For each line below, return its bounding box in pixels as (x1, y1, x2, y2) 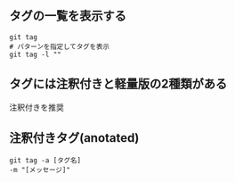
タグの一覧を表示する (9, 8, 126, 24)
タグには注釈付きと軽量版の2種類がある (9, 77, 228, 92)
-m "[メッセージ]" (9, 166, 71, 175)
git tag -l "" (9, 50, 62, 59)
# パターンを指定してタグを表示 (9, 42, 109, 51)
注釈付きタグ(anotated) (9, 130, 140, 145)
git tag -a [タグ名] (9, 156, 82, 165)
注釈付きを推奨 (9, 102, 64, 112)
